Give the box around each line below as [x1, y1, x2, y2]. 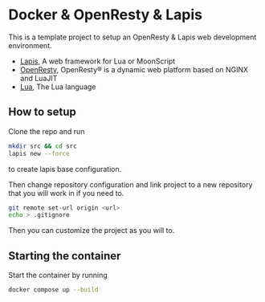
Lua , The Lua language [19, 82, 96, 92]
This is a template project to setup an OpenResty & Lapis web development [8, 32, 257, 42]
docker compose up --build [8, 286, 99, 294]
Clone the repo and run [8, 126, 85, 136]
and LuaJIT [19, 73, 58, 83]
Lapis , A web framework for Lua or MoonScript [19, 56, 176, 66]
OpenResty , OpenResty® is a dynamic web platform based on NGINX [19, 64, 249, 74]
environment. [8, 40, 52, 50]
